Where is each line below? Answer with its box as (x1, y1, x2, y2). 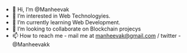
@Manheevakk (12, 41, 50, 48)
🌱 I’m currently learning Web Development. (12, 19, 120, 26)
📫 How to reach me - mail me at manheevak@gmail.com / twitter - (12, 32, 182, 39)
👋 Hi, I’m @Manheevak (12, 6, 69, 13)
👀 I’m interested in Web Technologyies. (12, 12, 111, 19)
